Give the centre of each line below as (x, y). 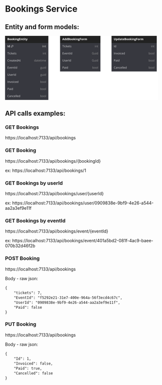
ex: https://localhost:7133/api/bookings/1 (46, 170)
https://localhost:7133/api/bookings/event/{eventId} (57, 231)
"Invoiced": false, (33, 363)
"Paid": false (28, 307)
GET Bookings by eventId (35, 220)
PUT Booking (21, 324)
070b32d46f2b (20, 246)
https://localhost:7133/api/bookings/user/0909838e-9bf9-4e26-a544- (83, 203)
